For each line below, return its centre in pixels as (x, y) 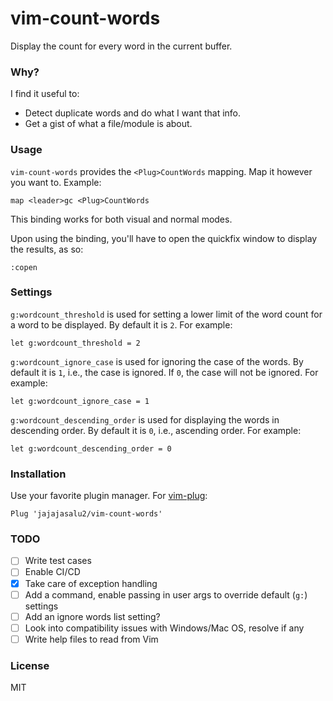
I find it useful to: (45, 94)
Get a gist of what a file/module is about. (108, 124)
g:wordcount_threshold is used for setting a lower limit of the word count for (166, 314)
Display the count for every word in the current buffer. (121, 46)
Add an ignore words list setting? (92, 616)
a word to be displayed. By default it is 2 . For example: (121, 324)
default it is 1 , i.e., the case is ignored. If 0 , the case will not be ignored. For (164, 372)
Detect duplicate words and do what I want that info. (133, 113)
